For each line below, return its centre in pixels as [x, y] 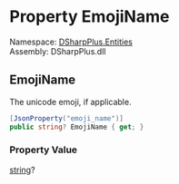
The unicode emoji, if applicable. [70, 102]
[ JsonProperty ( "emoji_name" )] [67, 118]
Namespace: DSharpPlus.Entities [71, 42]
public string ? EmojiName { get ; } [77, 127]
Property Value [44, 150]
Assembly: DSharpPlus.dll [58, 51]
